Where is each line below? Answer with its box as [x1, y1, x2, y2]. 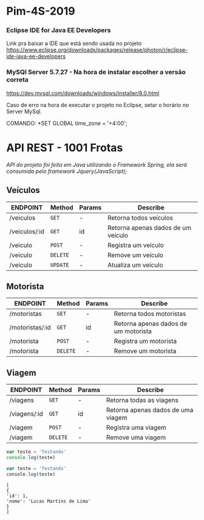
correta [6, 76, 29, 84]
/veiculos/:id [9, 227, 44, 236]
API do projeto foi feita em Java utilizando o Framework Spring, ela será [6, 161, 187, 168]
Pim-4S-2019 [6, 4, 75, 18]
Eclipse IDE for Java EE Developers [6, 26, 111, 35]
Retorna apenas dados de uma [106, 406, 194, 415]
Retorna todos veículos [107, 213, 173, 222]
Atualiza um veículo [107, 261, 163, 269]
